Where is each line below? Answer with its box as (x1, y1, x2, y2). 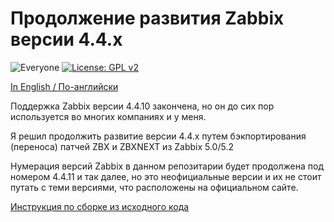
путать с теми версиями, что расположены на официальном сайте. (10, 181, 299, 193)
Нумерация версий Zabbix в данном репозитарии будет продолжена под (10, 160, 324, 172)
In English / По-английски (10, 80, 119, 92)
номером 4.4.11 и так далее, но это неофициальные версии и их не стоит (10, 170, 322, 182)
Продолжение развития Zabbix (10, 7, 285, 30)
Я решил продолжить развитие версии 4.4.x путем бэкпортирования (10, 130, 307, 142)
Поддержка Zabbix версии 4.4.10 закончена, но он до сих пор (10, 100, 275, 112)
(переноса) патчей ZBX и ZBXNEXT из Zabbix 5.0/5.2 (10, 140, 234, 152)
